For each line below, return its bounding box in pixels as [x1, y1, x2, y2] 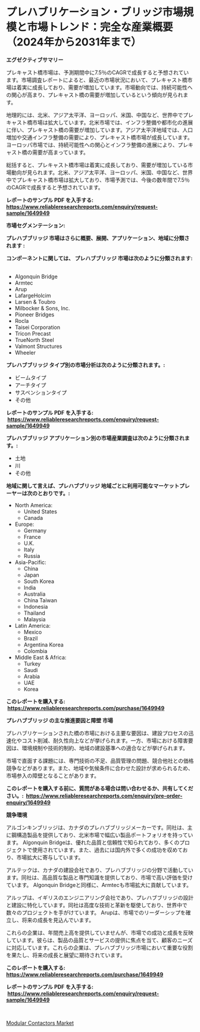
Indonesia [23, 603, 48, 610]
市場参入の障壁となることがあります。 [6, 772, 100, 779]
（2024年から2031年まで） [6, 35, 142, 49]
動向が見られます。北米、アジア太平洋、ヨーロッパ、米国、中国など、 [11, 168, 183, 176]
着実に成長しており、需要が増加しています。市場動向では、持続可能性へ [16, 84, 193, 91]
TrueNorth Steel [14, 336, 55, 343]
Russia [23, 552, 40, 559]
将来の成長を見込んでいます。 [21, 916, 94, 923]
